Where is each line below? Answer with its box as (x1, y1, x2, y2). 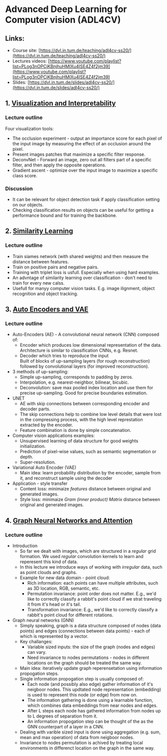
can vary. (27, 649, 47, 655)
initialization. (19, 443, 46, 449)
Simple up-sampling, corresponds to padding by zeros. (19, 374, 134, 380)
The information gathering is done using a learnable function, (27, 697, 154, 703)
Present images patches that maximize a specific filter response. (12, 151, 146, 157)
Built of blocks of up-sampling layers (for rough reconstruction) (19, 358, 151, 364)
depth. (19, 454, 33, 460)
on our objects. (12, 201, 44, 207)
